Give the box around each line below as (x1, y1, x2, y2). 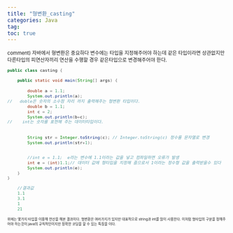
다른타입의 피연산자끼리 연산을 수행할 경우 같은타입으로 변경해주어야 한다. (7, 57, 167, 63)
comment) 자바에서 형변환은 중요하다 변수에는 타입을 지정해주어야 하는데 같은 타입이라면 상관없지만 (7, 50, 225, 57)
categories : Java (7, 17, 58, 24)
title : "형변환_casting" (7, 10, 76, 17)
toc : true (7, 29, 36, 37)
